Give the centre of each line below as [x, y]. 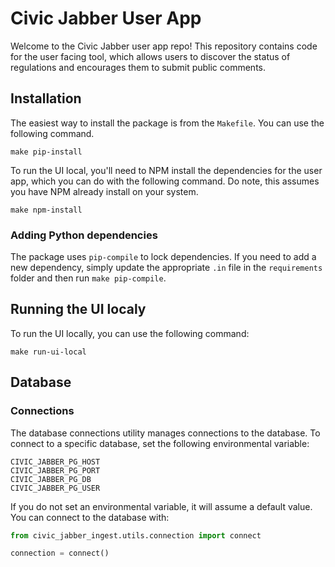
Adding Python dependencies [84, 235]
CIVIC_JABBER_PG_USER [55, 488]
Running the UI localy [78, 309]
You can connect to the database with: [90, 517]
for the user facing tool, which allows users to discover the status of [150, 56]
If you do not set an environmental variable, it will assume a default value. [161, 506]
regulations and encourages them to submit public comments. [138, 67]
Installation [46, 98]
